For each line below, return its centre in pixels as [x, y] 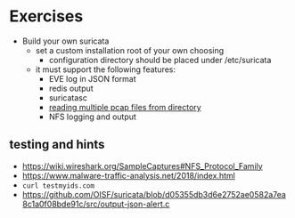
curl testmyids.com [58, 186]
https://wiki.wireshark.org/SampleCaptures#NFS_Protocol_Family [142, 166]
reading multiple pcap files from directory [125, 107]
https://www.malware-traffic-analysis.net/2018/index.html [129, 175]
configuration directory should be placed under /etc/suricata [160, 60]
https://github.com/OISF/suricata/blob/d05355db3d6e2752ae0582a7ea [154, 194]
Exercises [46, 16]
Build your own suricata [66, 41]
